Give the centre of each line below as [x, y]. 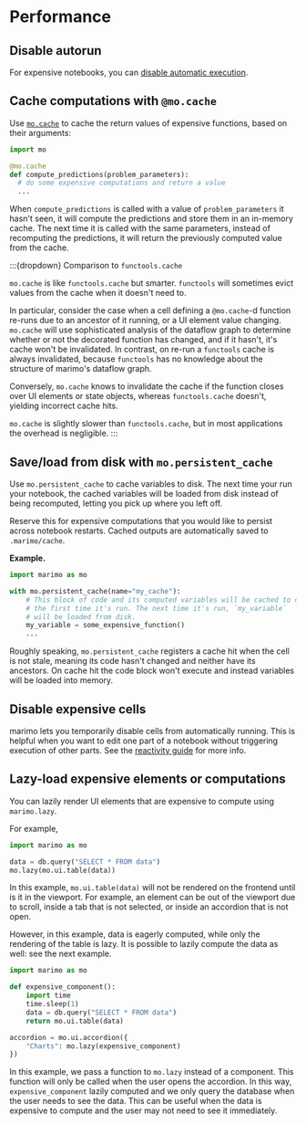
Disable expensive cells [78, 709]
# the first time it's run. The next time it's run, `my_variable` [156, 608]
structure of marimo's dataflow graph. [81, 369]
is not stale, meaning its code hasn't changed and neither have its [133, 661]
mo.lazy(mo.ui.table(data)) [63, 870]
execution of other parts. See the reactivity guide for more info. [128, 750]
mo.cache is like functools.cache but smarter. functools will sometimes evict [152, 283]
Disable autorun [56, 51]
